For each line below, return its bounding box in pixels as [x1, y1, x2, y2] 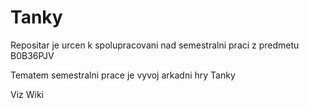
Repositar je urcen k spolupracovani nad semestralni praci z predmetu [10, 39, 300, 51]
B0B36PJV [10, 49, 55, 61]
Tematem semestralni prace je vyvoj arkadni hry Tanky [10, 69, 236, 81]
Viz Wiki [10, 88, 44, 100]
